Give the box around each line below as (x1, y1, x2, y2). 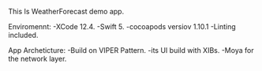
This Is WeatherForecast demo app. (8, 7, 125, 16)
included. (8, 31, 39, 39)
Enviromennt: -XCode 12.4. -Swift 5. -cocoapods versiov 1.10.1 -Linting (8, 22, 237, 31)
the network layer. (8, 54, 67, 63)
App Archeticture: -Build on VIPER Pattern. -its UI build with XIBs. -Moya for (8, 46, 254, 54)
